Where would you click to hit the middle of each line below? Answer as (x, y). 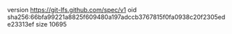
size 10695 (52, 24)
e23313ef (21, 24)
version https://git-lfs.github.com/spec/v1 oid (72, 10)
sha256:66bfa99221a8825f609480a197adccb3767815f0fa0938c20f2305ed (116, 17)
